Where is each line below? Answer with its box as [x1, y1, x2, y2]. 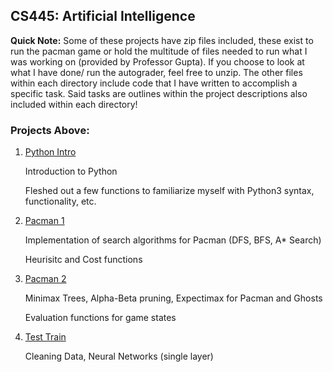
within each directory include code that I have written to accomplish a [10, 77, 298, 89]
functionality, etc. [24, 195, 97, 208]
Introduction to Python [24, 165, 118, 178]
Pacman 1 [24, 215, 65, 227]
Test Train [24, 331, 67, 343]
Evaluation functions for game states [24, 312, 177, 324]
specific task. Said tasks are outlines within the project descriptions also [10, 87, 308, 99]
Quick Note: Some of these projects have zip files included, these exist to [10, 34, 314, 46]
